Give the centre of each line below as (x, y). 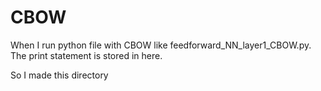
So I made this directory (59, 75)
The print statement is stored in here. (86, 55)
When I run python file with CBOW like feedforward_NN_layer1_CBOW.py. (161, 45)
